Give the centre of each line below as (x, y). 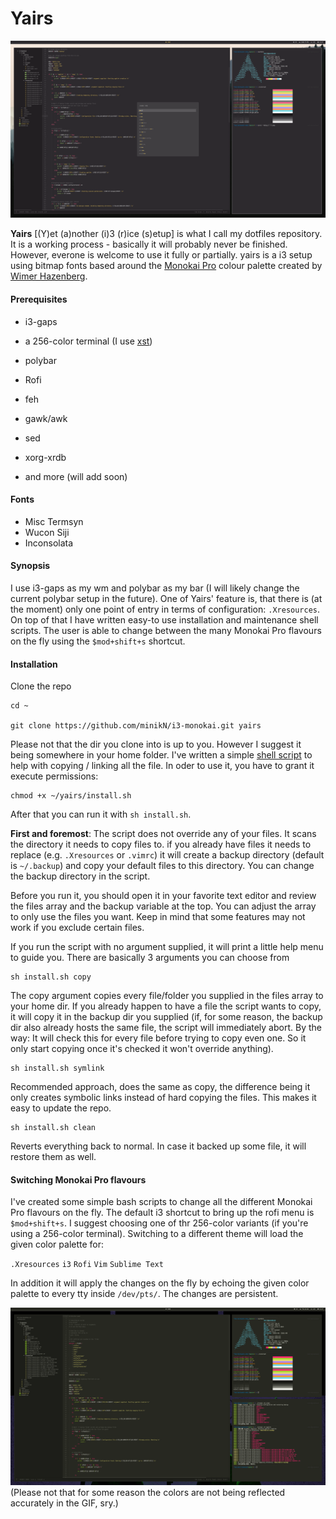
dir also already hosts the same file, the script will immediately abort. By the (166, 1028)
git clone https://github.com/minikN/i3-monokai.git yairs (136, 726)
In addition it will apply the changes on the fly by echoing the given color (160, 1283)
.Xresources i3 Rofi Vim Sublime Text (87, 1265)
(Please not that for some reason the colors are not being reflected (148, 1492)
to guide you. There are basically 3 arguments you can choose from (150, 958)
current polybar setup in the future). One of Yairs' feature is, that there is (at (166, 599)
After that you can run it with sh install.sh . (101, 814)
